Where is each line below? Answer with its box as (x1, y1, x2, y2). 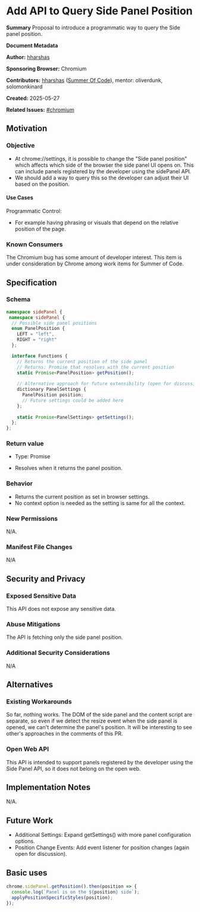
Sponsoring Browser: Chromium (6, 65, 87, 72)
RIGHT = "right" (17, 336, 58, 343)
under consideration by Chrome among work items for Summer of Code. (6, 260, 184, 267)
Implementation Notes (6, 782, 91, 792)
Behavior (6, 479, 33, 488)
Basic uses (6, 868, 48, 878)
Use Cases (6, 194, 34, 201)
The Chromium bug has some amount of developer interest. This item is (6, 254, 182, 261)
